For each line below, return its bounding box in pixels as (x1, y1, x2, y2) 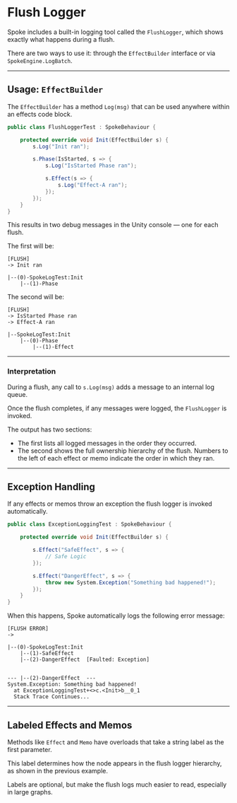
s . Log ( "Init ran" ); (32, 143, 90, 150)
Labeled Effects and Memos (7, 719, 133, 731)
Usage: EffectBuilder (7, 83, 104, 96)
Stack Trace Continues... (13, 693, 90, 700)
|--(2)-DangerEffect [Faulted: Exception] (20, 656, 150, 664)
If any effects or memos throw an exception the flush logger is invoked (7, 499, 213, 508)
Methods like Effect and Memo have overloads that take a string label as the (7, 738, 224, 746)
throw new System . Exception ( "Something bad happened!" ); (44, 579, 217, 586)
